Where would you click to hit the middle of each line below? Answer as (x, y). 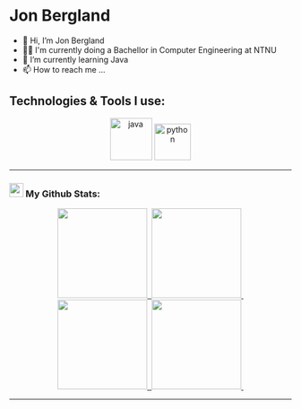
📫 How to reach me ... (64, 69)
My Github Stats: (63, 194)
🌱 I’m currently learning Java (75, 59)
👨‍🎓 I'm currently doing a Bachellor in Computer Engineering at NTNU (150, 49)
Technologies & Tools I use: (87, 101)
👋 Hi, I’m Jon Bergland (63, 40)
